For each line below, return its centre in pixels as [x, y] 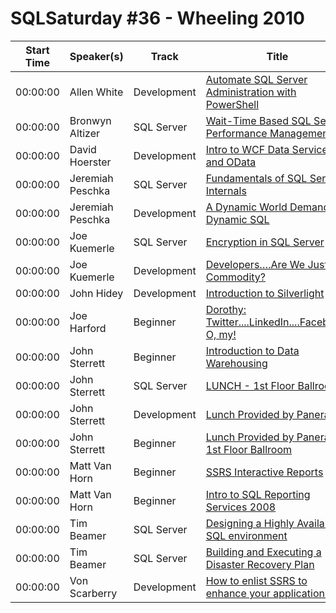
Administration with [251, 92]
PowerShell [232, 104]
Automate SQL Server [256, 79]
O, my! [221, 334]
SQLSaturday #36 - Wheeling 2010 [157, 18]
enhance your [238, 593]
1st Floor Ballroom [249, 449]
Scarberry [93, 593]
